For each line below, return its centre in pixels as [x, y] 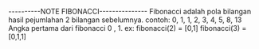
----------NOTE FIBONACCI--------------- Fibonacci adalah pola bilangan [130, 11]
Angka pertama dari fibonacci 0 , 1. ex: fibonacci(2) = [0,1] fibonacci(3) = [128, 28]
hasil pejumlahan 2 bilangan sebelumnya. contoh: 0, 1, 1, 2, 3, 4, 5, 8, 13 [125, 20]
